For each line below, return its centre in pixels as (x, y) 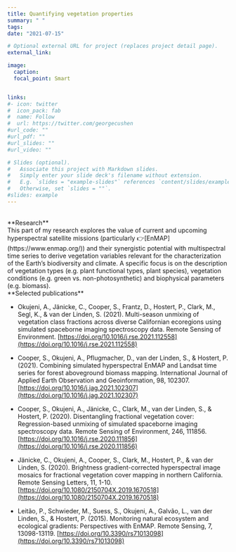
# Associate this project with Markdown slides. (83, 169)
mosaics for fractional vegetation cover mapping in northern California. (120, 475)
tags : (15, 27)
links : (17, 97)
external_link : (29, 53)
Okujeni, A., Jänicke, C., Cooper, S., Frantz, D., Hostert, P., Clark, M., (116, 306)
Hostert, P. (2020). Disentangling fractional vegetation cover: (106, 416)
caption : (26, 72)
